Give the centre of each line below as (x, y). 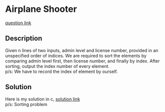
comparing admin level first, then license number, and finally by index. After (82, 61)
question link (18, 23)
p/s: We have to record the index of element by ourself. (62, 71)
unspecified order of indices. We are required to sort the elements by (76, 56)
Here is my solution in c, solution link (43, 99)
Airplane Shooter (41, 9)
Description (24, 38)
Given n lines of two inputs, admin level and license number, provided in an (82, 50)
